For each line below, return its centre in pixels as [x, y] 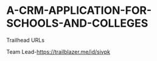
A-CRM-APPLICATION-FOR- [79, 11]
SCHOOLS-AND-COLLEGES [77, 23]
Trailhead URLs [25, 40]
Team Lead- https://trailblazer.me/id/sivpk [58, 51]
